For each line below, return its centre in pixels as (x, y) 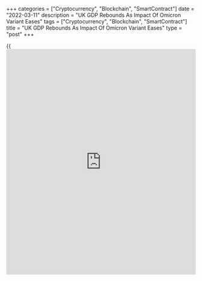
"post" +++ (20, 34)
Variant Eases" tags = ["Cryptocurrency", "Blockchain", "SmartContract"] (97, 21)
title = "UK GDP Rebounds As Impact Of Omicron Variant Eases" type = (94, 28)
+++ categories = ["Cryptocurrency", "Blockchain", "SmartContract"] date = (100, 9)
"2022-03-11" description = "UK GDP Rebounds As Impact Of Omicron (94, 15)
